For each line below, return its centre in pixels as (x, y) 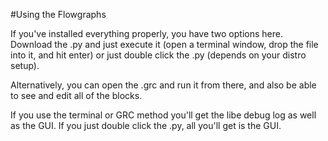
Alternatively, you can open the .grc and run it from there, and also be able (163, 85)
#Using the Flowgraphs (58, 14)
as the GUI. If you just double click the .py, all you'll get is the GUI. (146, 125)
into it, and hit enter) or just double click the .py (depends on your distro (158, 55)
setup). (25, 65)
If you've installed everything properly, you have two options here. (146, 33)
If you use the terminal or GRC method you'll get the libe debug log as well (163, 115)
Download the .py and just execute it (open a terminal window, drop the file (164, 44)
